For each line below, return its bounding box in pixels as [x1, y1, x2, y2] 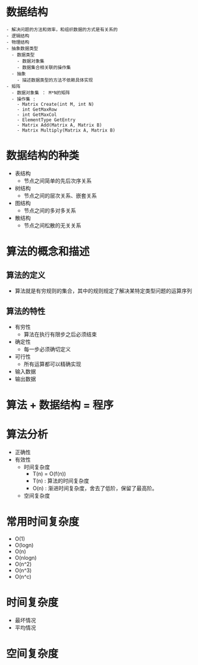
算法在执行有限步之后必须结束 [23, 331, 97, 338]
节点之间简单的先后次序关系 [23, 177, 92, 184]
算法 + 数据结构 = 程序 [6, 398, 114, 412]
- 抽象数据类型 [6, 45, 39, 51]
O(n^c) [14, 573, 32, 580]
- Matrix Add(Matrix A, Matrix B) [17, 122, 102, 128]
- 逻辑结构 [6, 33, 30, 39]
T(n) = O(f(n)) [32, 470, 67, 477]
